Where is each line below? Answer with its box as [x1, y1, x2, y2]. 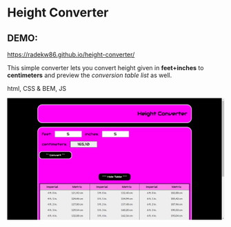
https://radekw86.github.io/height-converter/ [7, 50, 135, 58]
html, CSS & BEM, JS [7, 85, 67, 92]
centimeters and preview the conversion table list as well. [7, 71, 172, 79]
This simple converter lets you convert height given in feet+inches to [7, 64, 204, 72]
